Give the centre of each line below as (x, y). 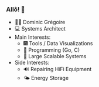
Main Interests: (33, 37)
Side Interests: (32, 63)
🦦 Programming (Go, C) (52, 50)
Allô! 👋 (16, 9)
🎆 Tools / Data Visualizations (58, 43)
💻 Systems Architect (40, 29)
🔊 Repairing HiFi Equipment (57, 69)
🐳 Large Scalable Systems (55, 56)
